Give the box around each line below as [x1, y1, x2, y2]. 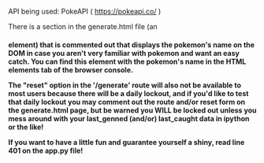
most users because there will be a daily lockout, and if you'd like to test [8, 88, 249, 98]
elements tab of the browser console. [8, 65, 134, 74]
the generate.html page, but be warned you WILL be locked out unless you [8, 106, 258, 115]
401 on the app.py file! [8, 146, 84, 155]
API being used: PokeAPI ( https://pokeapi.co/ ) [8, 7, 162, 16]
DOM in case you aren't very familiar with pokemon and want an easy [8, 48, 240, 57]
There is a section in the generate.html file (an [8, 22, 158, 31]
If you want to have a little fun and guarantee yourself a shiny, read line [8, 137, 245, 146]
